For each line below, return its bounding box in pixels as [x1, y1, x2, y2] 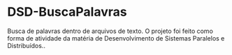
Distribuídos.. [7, 41, 45, 49]
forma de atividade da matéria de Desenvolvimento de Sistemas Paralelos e [7, 34, 225, 42]
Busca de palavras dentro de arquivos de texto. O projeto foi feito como [7, 27, 213, 35]
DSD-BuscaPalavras [7, 4, 127, 20]
